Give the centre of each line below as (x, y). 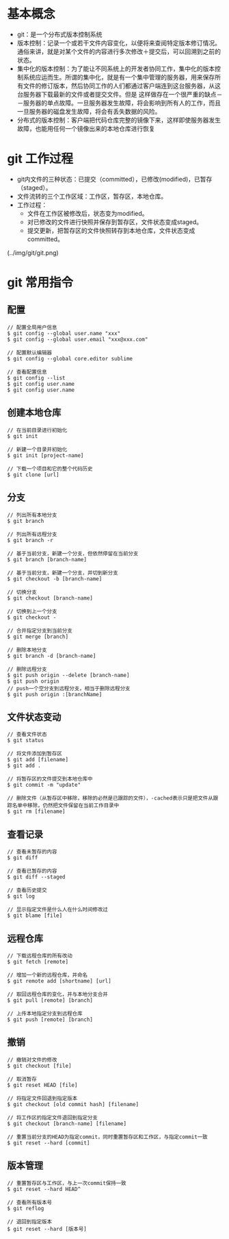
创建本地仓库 (34, 413)
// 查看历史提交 (27, 891)
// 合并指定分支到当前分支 (40, 630)
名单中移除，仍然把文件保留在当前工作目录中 (66, 806)
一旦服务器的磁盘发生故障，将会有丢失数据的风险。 (89, 111)
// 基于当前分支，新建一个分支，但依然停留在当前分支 (73, 553)
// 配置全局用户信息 (32, 327)
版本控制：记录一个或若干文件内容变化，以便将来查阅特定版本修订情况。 (119, 42)
